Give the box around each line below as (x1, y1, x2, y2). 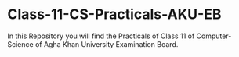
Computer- (196, 31, 232, 41)
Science (7, 39, 34, 48)
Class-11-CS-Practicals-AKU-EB (7, 5, 222, 23)
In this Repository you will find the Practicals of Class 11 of (7, 31, 195, 41)
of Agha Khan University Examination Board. (34, 39, 179, 48)
